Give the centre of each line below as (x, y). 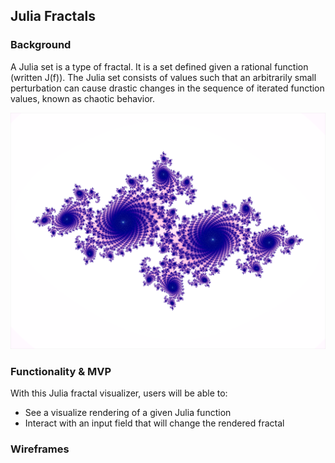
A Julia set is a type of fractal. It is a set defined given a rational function (159, 66)
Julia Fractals (53, 16)
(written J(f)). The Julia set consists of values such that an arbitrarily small (163, 77)
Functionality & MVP (61, 371)
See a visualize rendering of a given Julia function (128, 412)
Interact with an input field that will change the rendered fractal (154, 423)
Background (41, 45)
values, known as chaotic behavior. (82, 98)
